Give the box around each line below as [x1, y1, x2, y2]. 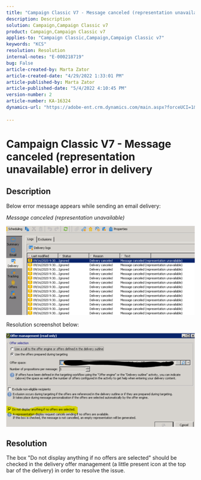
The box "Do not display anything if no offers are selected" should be [6, 454, 177, 461]
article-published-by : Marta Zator [6, 79, 95, 85]
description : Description [6, 16, 71, 22]
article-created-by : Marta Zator [6, 66, 90, 72]
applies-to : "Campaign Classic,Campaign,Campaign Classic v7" [6, 35, 165, 41]
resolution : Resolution [6, 48, 66, 54]
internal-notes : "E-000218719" [6, 54, 84, 60]
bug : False [6, 60, 33, 66]
